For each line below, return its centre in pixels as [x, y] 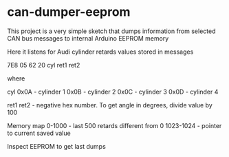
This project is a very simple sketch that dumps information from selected [111, 31]
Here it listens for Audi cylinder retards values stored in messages [100, 52]
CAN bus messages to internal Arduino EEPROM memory [88, 38]
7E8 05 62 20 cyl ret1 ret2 [44, 65]
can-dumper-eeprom [69, 12]
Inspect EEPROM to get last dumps [57, 146]
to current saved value [39, 133]
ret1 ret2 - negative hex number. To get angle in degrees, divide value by [110, 105]
